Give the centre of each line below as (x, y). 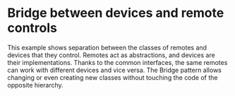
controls (32, 28)
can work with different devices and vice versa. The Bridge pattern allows (115, 70)
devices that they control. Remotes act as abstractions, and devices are (111, 55)
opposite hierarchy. (35, 85)
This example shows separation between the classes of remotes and (107, 47)
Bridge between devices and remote (116, 13)
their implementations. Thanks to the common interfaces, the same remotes (117, 62)
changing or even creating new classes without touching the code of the (113, 77)
